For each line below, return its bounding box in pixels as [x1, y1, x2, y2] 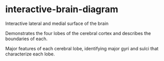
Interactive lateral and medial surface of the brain [5, 20, 108, 26]
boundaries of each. [5, 36, 48, 42]
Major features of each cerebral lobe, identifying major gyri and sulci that [5, 45, 159, 51]
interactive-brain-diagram [5, 4, 119, 15]
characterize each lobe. [5, 51, 55, 57]
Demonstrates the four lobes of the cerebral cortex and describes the [5, 30, 151, 36]
